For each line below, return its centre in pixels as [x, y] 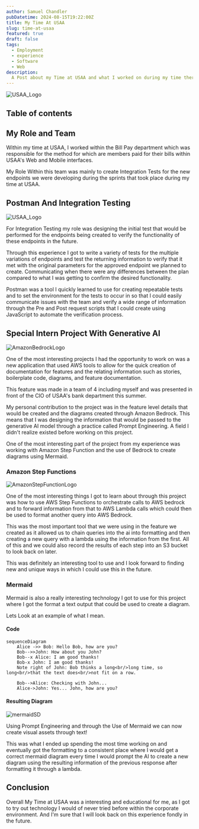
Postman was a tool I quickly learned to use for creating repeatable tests [94, 289]
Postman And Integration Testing [68, 203]
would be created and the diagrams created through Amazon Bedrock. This [98, 413]
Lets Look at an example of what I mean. [56, 615]
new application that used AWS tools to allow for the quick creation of [91, 365]
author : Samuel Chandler [37, 12]
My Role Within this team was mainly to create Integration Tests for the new [98, 172]
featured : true [25, 34]
